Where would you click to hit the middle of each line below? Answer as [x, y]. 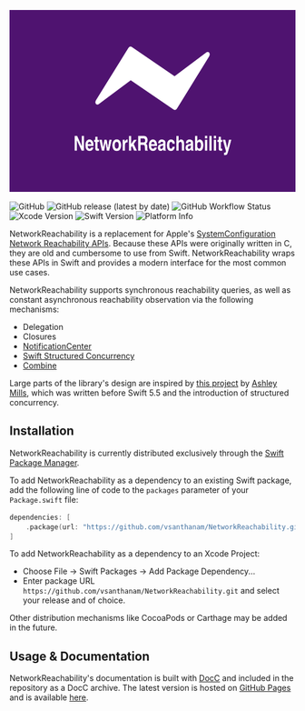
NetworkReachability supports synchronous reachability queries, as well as [150, 290]
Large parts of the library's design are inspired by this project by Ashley [143, 383]
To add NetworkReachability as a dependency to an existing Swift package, [151, 480]
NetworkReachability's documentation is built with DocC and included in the [152, 678]
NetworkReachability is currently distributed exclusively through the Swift [147, 453]
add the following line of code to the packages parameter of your [129, 490]
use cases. [30, 272]
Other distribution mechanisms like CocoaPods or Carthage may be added [148, 618]
